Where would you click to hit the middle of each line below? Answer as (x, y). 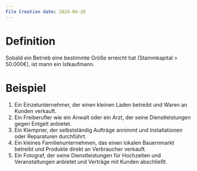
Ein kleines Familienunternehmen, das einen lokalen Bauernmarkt (94, 142)
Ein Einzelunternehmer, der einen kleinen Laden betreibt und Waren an (101, 104)
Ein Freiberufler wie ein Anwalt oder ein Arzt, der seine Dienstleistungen (102, 117)
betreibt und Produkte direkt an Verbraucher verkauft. (80, 149)
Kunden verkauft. (35, 111)
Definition (31, 41)
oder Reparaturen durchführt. (50, 136)
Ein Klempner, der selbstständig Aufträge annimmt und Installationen (98, 130)
